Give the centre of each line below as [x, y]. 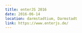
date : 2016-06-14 [23, 14]
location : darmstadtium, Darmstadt [41, 18]
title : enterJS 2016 [26, 9]
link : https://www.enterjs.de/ [37, 23]
